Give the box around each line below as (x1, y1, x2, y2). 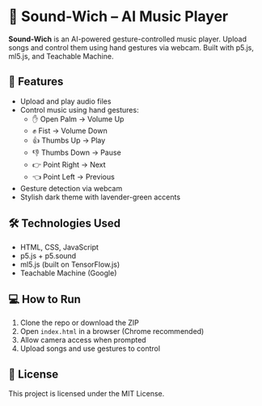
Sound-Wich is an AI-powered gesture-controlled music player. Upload (8, 34, 247, 44)
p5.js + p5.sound (19, 250, 77, 260)
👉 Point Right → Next (32, 160, 107, 169)
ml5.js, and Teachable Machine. (8, 51, 114, 61)
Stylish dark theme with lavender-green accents (19, 192, 180, 202)
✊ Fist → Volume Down (32, 126, 108, 135)
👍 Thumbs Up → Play (32, 135, 106, 145)
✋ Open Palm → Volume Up (32, 113, 125, 124)
